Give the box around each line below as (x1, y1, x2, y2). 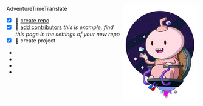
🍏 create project (15, 37, 56, 44)
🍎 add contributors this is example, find (15, 24, 114, 31)
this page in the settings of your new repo (15, 30, 120, 38)
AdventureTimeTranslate (6, 5, 67, 12)
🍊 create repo (15, 17, 50, 24)
